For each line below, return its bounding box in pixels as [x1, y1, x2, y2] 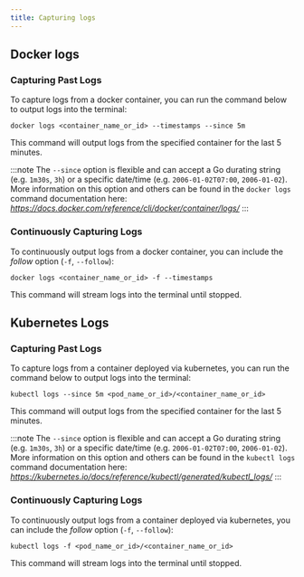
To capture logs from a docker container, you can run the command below [10, 94, 288, 105]
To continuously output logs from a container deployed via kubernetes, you [10, 515, 290, 525]
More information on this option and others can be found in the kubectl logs [10, 452, 296, 463]
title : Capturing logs [10, 13, 96, 23]
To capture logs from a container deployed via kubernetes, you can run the [10, 363, 290, 374]
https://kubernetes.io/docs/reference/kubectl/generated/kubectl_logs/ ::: [10, 471, 282, 482]
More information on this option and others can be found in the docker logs [10, 184, 291, 194]
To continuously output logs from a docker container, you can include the [10, 246, 284, 257]
